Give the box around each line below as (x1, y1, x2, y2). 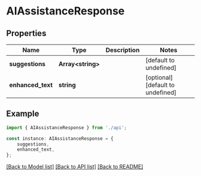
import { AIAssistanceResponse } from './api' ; (6, 124, 127, 130)
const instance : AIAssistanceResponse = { (6, 135, 114, 142)
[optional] (145, 73, 173, 82)
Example (6, 109, 39, 119)
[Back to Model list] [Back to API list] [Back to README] (6, 163, 144, 171)
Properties (6, 28, 47, 38)
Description (105, 46, 140, 54)
